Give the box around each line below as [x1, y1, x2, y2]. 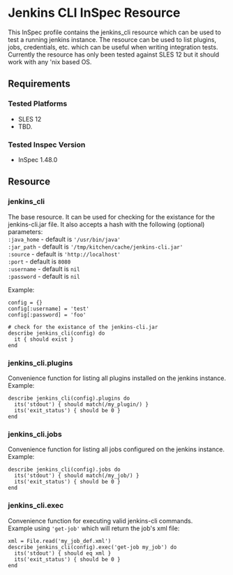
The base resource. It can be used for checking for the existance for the [8, 212, 216, 221]
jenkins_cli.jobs [8, 429, 62, 439]
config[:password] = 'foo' [8, 311, 87, 319]
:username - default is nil [8, 264, 80, 273]
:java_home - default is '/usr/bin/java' [8, 235, 121, 243]
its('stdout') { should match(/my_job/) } [14, 472, 140, 479]
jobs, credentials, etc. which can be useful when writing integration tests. [8, 43, 218, 51]
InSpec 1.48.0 [17, 155, 58, 163]
